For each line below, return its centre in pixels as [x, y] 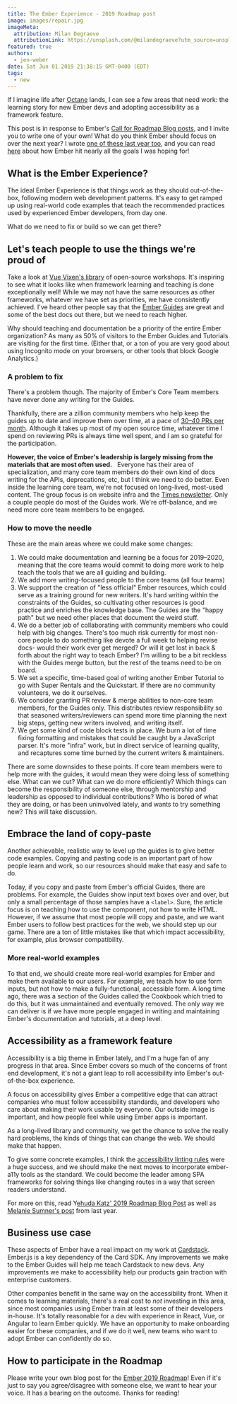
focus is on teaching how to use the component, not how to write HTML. [112, 909]
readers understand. [37, 1189]
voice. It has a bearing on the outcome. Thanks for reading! [93, 1393]
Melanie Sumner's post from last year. [62, 1210]
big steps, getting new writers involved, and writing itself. [101, 723]
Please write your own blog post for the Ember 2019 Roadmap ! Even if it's [114, 1378]
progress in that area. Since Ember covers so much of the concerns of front [117, 1065]
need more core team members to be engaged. [76, 510]
